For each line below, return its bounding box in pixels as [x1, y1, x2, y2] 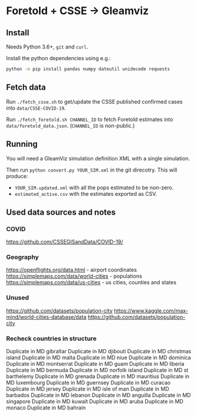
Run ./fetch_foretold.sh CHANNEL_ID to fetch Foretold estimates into [6, 116, 173, 123]
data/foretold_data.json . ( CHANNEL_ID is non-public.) [6, 122, 135, 129]
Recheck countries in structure [6, 334, 97, 343]
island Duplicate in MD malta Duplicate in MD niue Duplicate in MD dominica [6, 354, 191, 361]
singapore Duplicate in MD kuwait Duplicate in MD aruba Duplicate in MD [6, 398, 184, 405]
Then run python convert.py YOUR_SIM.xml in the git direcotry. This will [6, 166, 178, 173]
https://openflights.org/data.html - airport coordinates [6, 267, 137, 274]
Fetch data [6, 83, 46, 93]
